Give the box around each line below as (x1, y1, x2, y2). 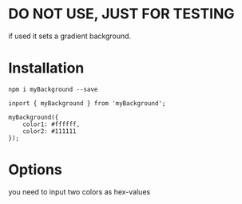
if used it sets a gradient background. (8, 31, 132, 41)
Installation (8, 59, 85, 77)
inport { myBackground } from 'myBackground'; (8, 99, 166, 108)
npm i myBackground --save (8, 85, 98, 93)
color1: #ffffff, (22, 120, 81, 128)
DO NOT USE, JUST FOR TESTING (8, 5, 235, 23)
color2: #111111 (22, 127, 77, 135)
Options (8, 161, 62, 179)
